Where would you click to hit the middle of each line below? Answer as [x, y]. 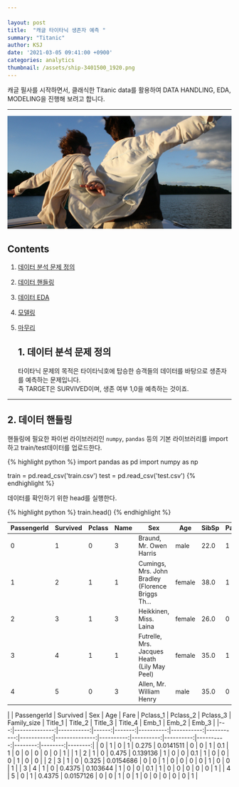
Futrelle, [150, 636]
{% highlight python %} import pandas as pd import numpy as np [103, 462]
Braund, [150, 538]
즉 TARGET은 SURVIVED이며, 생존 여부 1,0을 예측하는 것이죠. [103, 388]
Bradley [150, 579]
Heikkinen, [154, 611]
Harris [147, 554]
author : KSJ [25, 45]
